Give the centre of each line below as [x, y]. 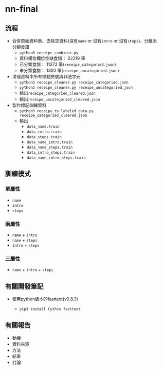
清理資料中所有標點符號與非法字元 [46, 76]
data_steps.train [44, 137]
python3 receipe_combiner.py [49, 53]
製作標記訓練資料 [29, 105]
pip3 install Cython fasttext [50, 309]
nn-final [22, 9]
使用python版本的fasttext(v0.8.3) [45, 299]
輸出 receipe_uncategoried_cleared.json [60, 99]
